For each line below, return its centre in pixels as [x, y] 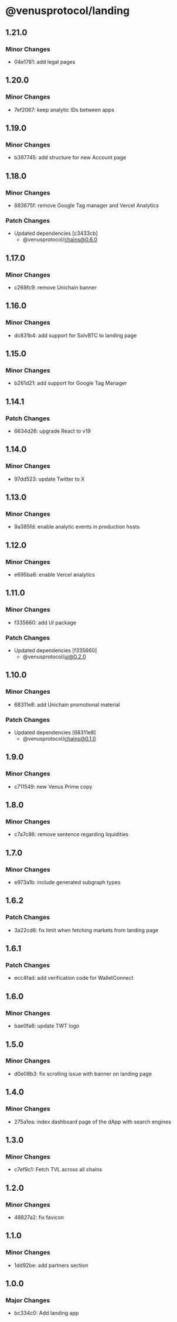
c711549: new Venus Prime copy [53, 786]
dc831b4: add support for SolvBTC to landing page [75, 335]
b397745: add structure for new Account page [70, 158]
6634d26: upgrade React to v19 [52, 431]
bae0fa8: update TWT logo [47, 1026]
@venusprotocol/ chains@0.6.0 [60, 240]
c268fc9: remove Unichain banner [55, 287]
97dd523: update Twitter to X [49, 479]
